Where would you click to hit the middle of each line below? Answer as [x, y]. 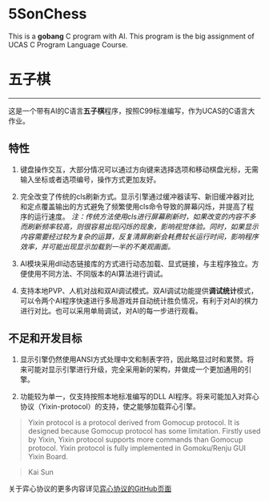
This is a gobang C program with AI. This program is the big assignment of [131, 36]
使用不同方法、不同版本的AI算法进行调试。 [97, 273]
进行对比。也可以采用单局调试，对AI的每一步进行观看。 [111, 310]
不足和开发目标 [45, 339]
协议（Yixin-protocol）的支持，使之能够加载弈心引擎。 [110, 406]
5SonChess [48, 14]
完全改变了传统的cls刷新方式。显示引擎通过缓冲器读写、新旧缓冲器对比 [137, 196]
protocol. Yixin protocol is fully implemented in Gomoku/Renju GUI [137, 448]
